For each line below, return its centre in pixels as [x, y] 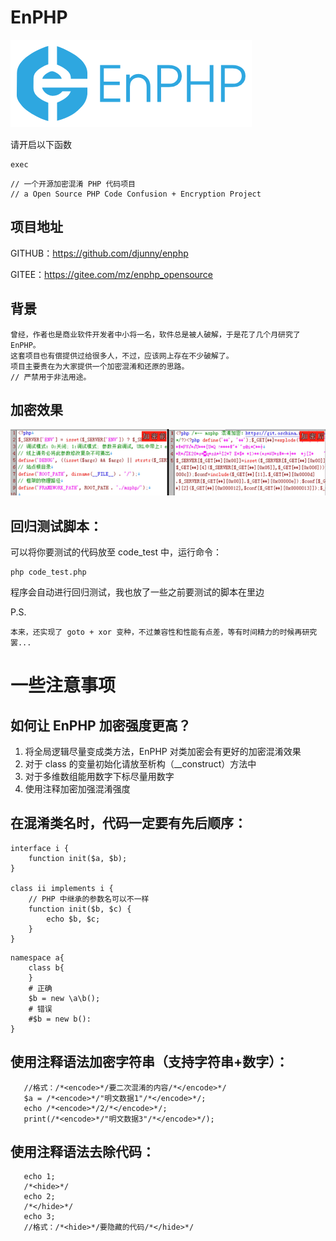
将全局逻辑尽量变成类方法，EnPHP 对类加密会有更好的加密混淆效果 [163, 752]
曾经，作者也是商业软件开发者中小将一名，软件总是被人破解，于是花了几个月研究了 [155, 334]
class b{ [46, 967]
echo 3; [39, 1217]
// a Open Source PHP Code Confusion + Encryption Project [136, 194]
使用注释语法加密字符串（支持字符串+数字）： [149, 1062]
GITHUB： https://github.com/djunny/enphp [99, 253]
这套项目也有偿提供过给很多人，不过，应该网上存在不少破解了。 [122, 356]
